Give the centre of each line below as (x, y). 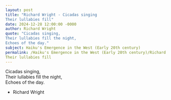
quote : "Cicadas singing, (33, 34)
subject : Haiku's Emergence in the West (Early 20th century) (73, 48)
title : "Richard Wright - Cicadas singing (51, 15)
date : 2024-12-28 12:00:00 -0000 (41, 24)
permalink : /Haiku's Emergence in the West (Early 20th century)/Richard (86, 52)
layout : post (19, 10)
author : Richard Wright (31, 29)
